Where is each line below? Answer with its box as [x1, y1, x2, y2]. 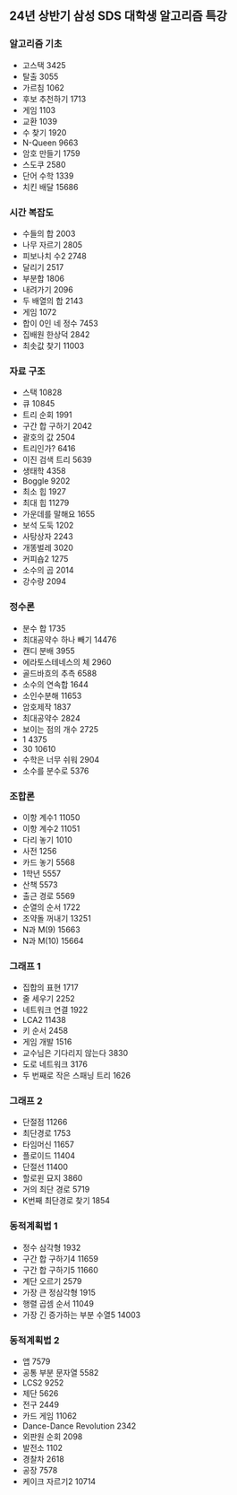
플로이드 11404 [21, 1150, 76, 1161]
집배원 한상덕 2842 [21, 328, 90, 339]
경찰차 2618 [21, 1454, 64, 1464]
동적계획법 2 [9, 1333, 60, 1346]
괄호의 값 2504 [21, 432, 76, 442]
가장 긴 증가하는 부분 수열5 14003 [21, 1309, 141, 1320]
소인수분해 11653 [21, 690, 82, 701]
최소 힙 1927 [21, 486, 67, 497]
